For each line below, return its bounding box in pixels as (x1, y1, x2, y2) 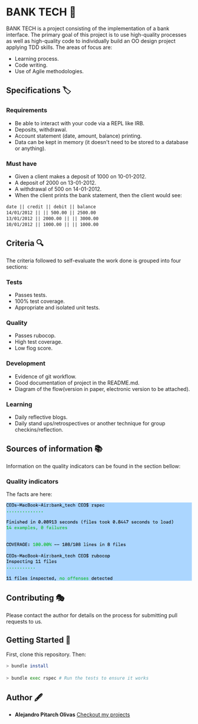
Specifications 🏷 (6, 86, 71, 96)
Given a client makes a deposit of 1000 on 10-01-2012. (14, 172, 147, 180)
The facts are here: (6, 491, 52, 498)
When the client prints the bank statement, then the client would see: (14, 191, 182, 198)
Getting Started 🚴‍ (6, 635, 71, 645)
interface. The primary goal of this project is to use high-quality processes (6, 31, 187, 38)
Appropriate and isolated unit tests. (14, 304, 100, 311)
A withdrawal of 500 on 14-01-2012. (14, 185, 102, 193)
